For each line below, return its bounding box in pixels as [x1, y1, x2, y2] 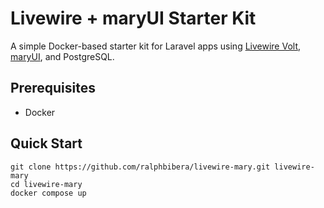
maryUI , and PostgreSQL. [10, 50, 115, 62]
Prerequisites [10, 80, 96, 97]
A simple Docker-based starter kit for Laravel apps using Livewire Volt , [10, 40, 302, 52]
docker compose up [10, 188, 87, 198]
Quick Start [10, 135, 83, 152]
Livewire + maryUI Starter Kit [10, 7, 257, 30]
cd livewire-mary [10, 179, 83, 189]
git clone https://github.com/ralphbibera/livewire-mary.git [10, 162, 271, 172]
